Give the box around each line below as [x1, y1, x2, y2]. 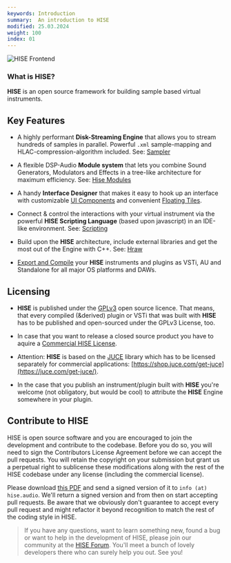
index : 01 [7, 36, 36, 43]
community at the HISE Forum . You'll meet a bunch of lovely [23, 540, 195, 549]
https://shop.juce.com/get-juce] [133, 360, 224, 369]
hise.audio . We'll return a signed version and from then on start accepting [7, 491, 219, 499]
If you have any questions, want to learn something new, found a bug [23, 526, 221, 534]
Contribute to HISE [7, 415, 89, 427]
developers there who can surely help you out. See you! [23, 548, 183, 556]
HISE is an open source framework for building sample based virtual [7, 88, 201, 96]
